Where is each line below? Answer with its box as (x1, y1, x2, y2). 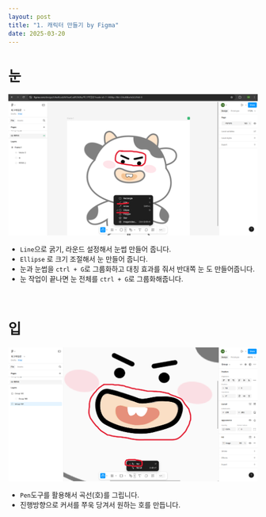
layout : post (8, 13, 51, 21)
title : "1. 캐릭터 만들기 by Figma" (8, 21, 120, 29)
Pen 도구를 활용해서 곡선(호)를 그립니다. (19, 490, 140, 500)
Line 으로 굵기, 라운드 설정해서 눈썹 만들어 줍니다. (19, 244, 172, 254)
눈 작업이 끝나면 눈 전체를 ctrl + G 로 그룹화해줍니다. (19, 274, 184, 283)
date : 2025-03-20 (8, 29, 66, 37)
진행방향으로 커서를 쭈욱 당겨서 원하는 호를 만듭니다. (19, 500, 180, 510)
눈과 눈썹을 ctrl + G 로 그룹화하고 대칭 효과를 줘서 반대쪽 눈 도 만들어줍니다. (19, 264, 256, 274)
